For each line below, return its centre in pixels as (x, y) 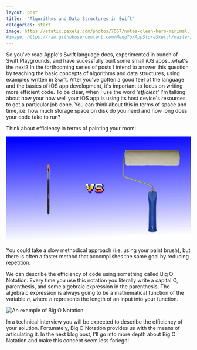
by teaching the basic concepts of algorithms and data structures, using (93, 73)
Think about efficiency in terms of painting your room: (71, 129)
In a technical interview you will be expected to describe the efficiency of (94, 322)
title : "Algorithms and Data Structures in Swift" (70, 18)
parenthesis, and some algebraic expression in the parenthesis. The (88, 286)
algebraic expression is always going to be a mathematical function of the (95, 292)
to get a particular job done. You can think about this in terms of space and (96, 105)
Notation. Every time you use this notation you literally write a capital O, (92, 280)
